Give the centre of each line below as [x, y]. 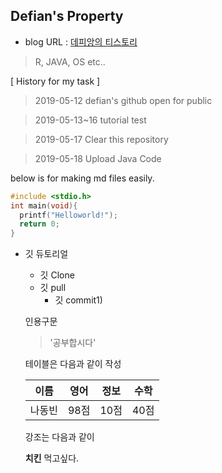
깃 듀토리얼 [46, 254]
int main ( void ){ [44, 205]
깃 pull [53, 288]
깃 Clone [57, 275]
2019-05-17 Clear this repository [101, 139]
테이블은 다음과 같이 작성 [73, 364]
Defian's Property [67, 16]
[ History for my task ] [55, 81]
